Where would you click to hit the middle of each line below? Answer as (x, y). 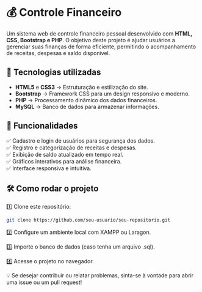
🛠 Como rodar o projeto (52, 188)
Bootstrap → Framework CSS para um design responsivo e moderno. (103, 94)
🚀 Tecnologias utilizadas (54, 73)
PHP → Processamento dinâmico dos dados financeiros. (86, 100)
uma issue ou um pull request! (44, 282)
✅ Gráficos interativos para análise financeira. (64, 161)
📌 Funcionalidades (42, 126)
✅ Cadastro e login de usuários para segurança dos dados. (81, 140)
